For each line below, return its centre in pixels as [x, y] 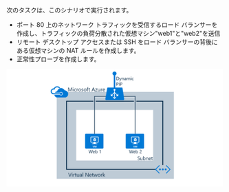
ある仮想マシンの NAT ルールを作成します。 [78, 51]
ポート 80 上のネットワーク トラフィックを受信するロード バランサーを [117, 25]
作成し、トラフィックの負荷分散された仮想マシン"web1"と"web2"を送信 [118, 33]
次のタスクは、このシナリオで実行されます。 [69, 10]
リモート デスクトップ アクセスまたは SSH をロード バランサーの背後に [117, 42]
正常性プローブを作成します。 [58, 59]
